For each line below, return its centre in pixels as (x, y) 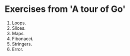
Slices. (19, 28)
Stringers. (22, 44)
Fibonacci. (22, 39)
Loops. (19, 23)
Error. (17, 49)
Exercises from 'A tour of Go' (65, 9)
